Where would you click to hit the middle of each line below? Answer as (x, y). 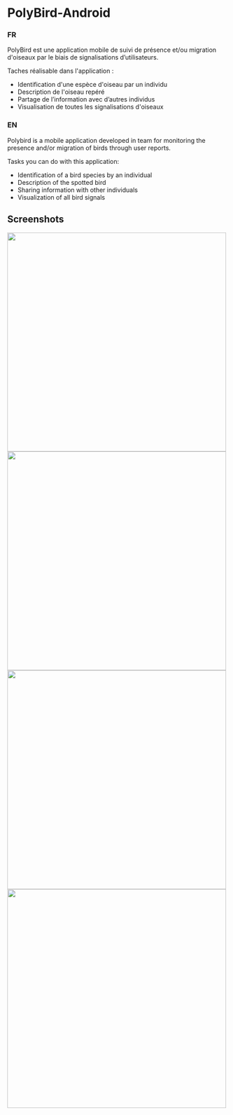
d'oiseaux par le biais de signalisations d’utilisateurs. (83, 57)
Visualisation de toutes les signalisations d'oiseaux (90, 107)
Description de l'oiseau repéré (61, 92)
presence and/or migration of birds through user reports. (89, 148)
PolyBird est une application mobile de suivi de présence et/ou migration (112, 50)
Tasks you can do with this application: (63, 161)
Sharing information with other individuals (78, 190)
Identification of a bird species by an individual (85, 175)
